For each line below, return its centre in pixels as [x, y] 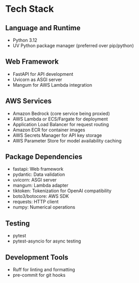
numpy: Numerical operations [44, 207]
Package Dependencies [44, 157]
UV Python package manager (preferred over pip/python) [73, 46]
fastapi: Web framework [38, 169]
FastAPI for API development [43, 74]
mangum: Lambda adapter [41, 186]
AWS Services [29, 101]
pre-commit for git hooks [39, 275]
